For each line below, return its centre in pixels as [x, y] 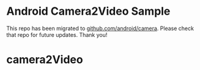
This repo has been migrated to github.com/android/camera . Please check [100, 28]
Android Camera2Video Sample [88, 11]
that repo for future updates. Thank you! [57, 34]
